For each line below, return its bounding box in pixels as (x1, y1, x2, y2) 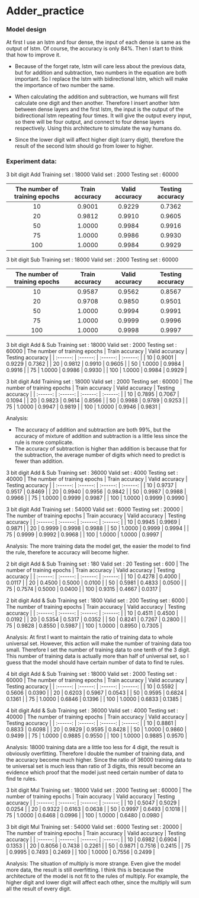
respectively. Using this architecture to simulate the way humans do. (14, 124, 182, 132)
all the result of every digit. (6, 885, 72, 892)
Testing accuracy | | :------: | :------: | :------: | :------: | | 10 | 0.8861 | (6, 719, 176, 727)
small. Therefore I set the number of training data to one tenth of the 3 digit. (6, 646, 191, 653)
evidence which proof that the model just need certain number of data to (6, 769, 184, 776)
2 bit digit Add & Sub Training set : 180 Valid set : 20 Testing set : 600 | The (6, 560, 190, 567)
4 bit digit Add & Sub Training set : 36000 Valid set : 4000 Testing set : (6, 707, 179, 714)
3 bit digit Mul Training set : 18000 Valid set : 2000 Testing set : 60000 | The (6, 787, 192, 794)
